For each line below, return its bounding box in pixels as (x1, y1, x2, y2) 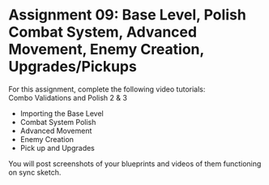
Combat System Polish (19, 117, 96, 127)
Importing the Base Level (19, 108, 104, 118)
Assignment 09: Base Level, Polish (8, 6, 247, 24)
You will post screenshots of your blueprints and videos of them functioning (8, 158, 262, 168)
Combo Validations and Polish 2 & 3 (8, 92, 128, 102)
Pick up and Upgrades (19, 143, 96, 153)
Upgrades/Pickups (8, 58, 138, 76)
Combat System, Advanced (8, 23, 197, 41)
